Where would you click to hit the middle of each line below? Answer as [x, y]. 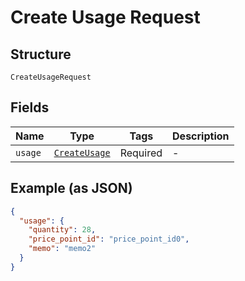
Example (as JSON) [71, 188]
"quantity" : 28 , [62, 230]
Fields [30, 107]
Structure [41, 54]
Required [141, 153]
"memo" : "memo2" [62, 249]
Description [201, 136]
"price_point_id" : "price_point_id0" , [109, 239]
